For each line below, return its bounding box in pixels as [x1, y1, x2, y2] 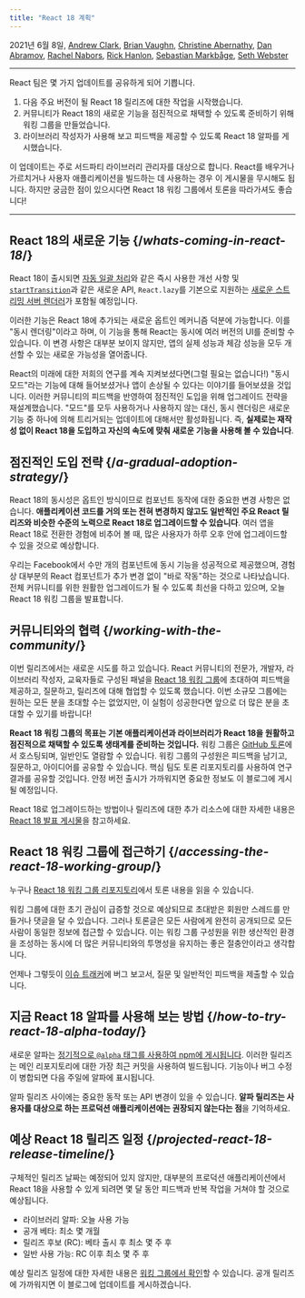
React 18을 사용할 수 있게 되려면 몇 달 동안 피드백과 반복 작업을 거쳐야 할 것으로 [9, 1183, 290, 1194]
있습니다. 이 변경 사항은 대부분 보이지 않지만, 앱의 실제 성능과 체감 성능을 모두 [9, 337, 283, 348]
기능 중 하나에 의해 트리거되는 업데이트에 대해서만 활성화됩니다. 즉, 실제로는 [9, 414, 276, 425]
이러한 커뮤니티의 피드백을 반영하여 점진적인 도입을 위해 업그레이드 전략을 [28, 391, 289, 402]
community [9, 638, 76, 653]
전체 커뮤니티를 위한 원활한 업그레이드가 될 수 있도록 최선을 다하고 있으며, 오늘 [9, 582, 286, 593]
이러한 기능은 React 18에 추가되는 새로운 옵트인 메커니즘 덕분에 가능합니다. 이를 [9, 315, 290, 326]
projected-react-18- [156, 1132, 272, 1147]
